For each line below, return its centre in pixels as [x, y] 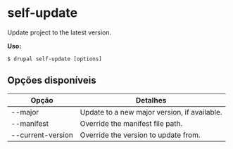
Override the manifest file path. [131, 123]
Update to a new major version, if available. [151, 112]
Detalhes [151, 100]
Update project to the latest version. [59, 32]
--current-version [42, 135]
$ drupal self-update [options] [55, 59]
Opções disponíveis [52, 80]
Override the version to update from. [140, 135]
